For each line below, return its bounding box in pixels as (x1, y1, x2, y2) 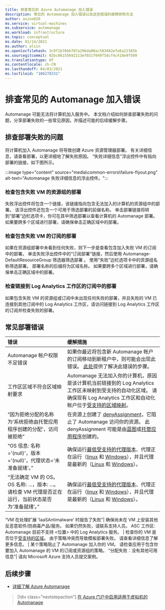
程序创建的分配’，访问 (7, 426, 58, 433)
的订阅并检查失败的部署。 (5, 307, 57, 313)
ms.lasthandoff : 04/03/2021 (5, 67, 63, 72)
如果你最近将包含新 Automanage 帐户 (67, 348, 154, 355)
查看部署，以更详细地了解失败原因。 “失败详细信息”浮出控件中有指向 (18, 153, 157, 159)
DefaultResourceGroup (5, 257, 52, 263)
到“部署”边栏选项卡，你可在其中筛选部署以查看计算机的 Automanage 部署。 (5, 213, 158, 219)
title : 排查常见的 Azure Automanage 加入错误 (5, 7, 93, 12)
